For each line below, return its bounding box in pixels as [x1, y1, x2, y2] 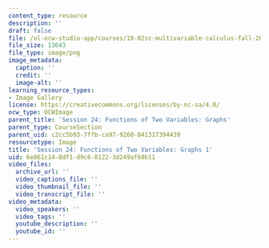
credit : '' [15, 71, 52, 79]
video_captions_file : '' [15, 175, 98, 184]
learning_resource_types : [8, 86, 94, 94]
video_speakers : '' [15, 205, 81, 213]
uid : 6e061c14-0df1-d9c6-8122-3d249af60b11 [8, 153, 156, 161]
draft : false [8, 26, 52, 34]
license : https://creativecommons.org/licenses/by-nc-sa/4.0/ [8, 101, 220, 109]
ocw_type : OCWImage [8, 109, 74, 117]
